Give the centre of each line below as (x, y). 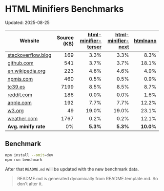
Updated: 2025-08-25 (27, 22)
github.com (20, 63)
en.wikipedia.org (26, 71)
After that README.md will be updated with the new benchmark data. (72, 169)
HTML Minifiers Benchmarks (64, 9)
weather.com (23, 118)
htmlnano (145, 41)
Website (29, 41)
